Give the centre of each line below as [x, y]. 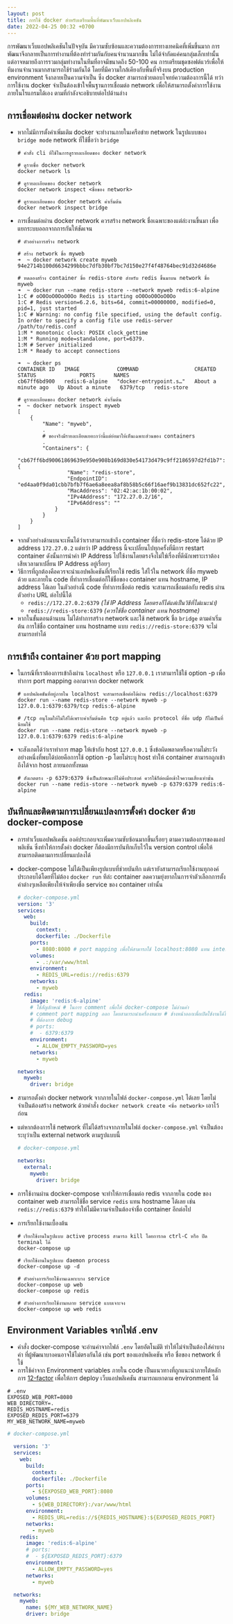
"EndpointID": [87, 479]
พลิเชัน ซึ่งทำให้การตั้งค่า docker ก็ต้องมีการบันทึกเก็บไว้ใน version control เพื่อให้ [115, 847]
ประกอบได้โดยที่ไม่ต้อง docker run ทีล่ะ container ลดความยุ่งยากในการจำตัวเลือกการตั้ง [121, 877]
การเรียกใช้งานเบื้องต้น [42, 1223]
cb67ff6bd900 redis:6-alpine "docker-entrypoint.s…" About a [116, 382]
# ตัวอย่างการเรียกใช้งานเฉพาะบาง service [63, 1279]
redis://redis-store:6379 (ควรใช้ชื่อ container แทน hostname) [113, 611]
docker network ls [44, 172]
